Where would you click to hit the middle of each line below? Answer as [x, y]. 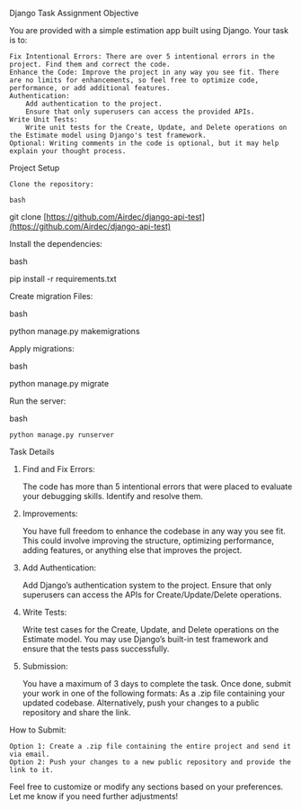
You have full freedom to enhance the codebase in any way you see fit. [154, 531]
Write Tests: [44, 612]
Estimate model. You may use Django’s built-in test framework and [145, 639]
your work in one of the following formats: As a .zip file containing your [154, 693]
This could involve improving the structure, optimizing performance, [148, 541]
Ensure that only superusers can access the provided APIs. [140, 112]
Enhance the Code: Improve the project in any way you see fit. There [144, 72]
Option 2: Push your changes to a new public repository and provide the [150, 762]
